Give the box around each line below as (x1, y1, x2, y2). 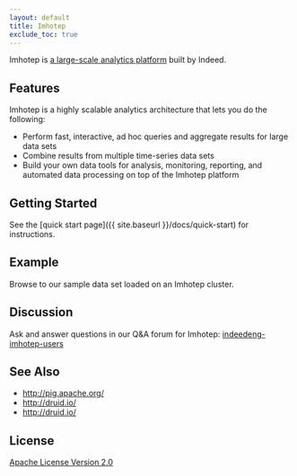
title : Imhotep (9, 22, 66, 31)
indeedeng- (222, 329, 266, 339)
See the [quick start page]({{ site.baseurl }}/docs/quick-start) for (9, 219, 249, 230)
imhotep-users (9, 338, 65, 348)
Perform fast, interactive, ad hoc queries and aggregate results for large (22, 131, 289, 142)
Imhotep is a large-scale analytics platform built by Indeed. (9, 55, 227, 66)
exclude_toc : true (9, 30, 78, 39)
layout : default (9, 13, 70, 22)
